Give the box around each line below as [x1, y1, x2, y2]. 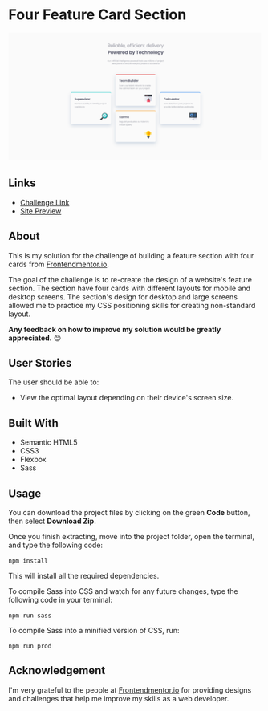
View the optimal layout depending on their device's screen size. [19, 393, 234, 403]
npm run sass [8, 611, 52, 620]
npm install [8, 556, 48, 565]
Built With [8, 416, 59, 430]
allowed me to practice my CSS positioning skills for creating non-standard [8, 300, 256, 310]
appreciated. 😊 [8, 333, 62, 343]
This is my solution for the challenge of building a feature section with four [8, 250, 254, 260]
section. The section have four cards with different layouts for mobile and [8, 283, 251, 293]
